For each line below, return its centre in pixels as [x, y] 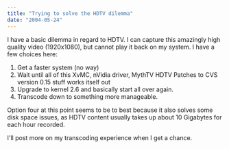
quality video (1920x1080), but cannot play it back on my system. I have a [111, 47]
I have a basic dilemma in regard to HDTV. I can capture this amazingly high [114, 39]
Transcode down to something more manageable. [87, 96]
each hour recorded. [36, 124]
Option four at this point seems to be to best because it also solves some [110, 110]
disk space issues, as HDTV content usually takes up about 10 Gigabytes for [114, 117]
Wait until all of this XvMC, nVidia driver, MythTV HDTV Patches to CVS [117, 74]
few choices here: [33, 54]
